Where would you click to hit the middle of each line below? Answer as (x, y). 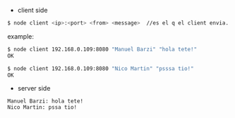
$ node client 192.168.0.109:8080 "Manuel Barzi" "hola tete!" (102, 49)
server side (34, 88)
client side (32, 10)
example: (20, 36)
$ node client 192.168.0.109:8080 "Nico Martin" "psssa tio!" (101, 68)
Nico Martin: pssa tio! (42, 107)
